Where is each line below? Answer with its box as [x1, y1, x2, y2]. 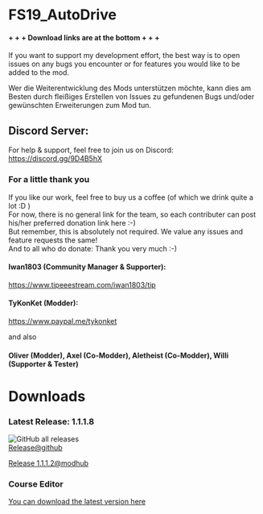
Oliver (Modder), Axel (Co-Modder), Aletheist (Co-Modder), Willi [8, 350, 229, 360]
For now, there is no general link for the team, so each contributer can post [8, 209, 257, 219]
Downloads [8, 387, 86, 405]
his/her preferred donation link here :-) [8, 218, 137, 227]
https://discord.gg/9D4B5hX [8, 154, 103, 164]
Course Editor [8, 478, 64, 489]
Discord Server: [8, 123, 89, 138]
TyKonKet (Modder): [8, 298, 79, 308]
